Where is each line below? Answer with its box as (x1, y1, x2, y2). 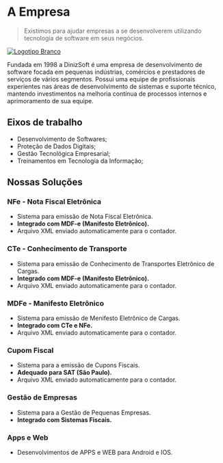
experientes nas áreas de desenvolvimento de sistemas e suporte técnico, (7, 82, 217, 90)
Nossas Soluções (7, 176, 83, 188)
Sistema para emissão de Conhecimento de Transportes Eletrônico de (16, 259, 215, 267)
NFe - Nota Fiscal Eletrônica (7, 197, 101, 207)
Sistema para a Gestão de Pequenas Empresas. (16, 408, 151, 416)
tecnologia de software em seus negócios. (23, 34, 144, 42)
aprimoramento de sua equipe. (7, 96, 94, 105)
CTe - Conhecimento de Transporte (7, 244, 127, 254)
